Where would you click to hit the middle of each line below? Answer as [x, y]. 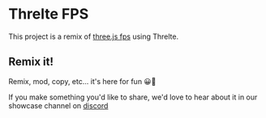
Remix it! [31, 62]
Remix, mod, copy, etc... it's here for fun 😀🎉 [82, 81]
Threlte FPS [49, 14]
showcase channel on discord [58, 105]
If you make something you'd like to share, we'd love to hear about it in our [133, 97]
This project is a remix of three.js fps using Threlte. [94, 36]
